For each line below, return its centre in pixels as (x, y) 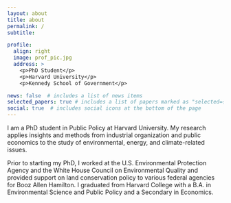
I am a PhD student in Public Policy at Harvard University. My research (107, 128)
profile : (20, 45)
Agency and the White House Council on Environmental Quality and (102, 170)
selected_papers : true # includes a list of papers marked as (98, 102)
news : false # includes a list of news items (75, 96)
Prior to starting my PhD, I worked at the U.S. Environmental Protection (107, 163)
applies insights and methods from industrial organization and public (104, 135)
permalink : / (26, 26)
